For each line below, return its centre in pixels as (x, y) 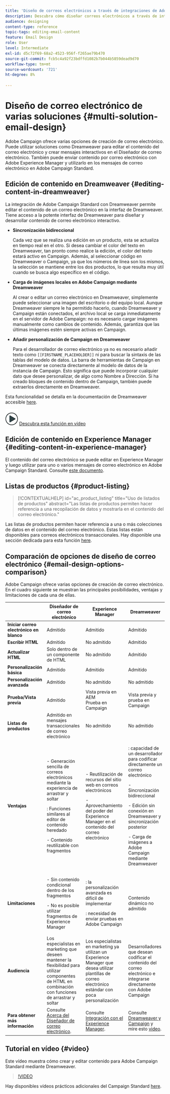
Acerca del (58, 1016)
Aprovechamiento (104, 805)
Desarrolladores (145, 946)
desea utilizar (99, 968)
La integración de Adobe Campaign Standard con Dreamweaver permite (80, 204)
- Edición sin (142, 805)
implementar (99, 904)
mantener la (59, 960)
